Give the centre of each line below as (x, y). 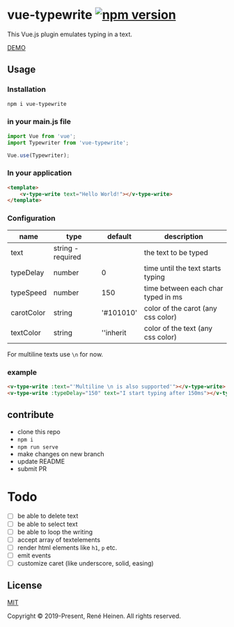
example (22, 372)
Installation (27, 89)
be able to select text (47, 524)
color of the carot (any (180, 308)
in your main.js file (39, 122)
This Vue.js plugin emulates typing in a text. (70, 34)
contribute (31, 415)
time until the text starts (182, 268)
